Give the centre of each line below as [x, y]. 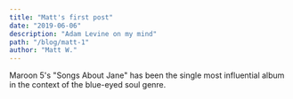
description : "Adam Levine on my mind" [83, 34]
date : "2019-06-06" [45, 26]
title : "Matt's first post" [61, 17]
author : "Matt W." [43, 50]
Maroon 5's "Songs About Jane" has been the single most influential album [147, 75]
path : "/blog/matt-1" [49, 42]
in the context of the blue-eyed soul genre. [88, 85]
